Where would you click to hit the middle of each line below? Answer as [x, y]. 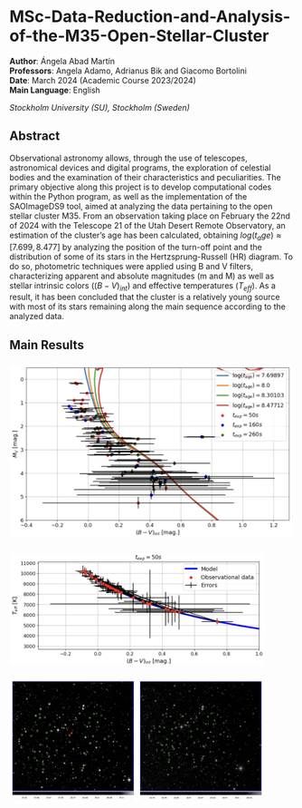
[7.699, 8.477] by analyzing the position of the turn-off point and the [136, 247]
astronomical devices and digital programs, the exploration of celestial [140, 167]
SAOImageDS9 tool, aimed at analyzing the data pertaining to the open [141, 206]
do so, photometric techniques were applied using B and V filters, [131, 266]
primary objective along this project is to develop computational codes [141, 187]
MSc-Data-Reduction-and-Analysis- [150, 17]
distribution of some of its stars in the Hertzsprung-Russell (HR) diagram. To [151, 257]
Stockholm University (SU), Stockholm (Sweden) [99, 107]
